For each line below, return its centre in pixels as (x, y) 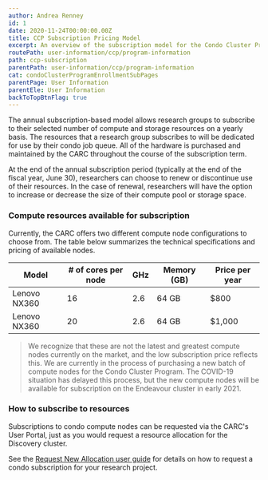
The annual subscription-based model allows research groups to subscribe (132, 120)
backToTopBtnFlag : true (48, 97)
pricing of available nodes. (52, 250)
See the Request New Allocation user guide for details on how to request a (131, 458)
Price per (233, 270)
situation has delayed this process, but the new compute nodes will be (143, 379)
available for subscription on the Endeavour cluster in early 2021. (134, 388)
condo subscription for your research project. (83, 467)
